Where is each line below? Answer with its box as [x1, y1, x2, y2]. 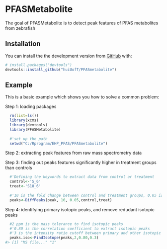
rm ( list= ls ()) [9, 113, 39, 118]
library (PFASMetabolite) [9, 127, 61, 132]
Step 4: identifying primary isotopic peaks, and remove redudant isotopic [5, 206, 155, 212]
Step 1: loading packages [5, 103, 57, 110]
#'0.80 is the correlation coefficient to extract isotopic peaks [9, 226, 150, 231]
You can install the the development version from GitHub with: [5, 53, 132, 59]
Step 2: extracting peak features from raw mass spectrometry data [5, 150, 142, 156]
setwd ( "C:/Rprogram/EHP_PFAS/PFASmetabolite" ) [9, 141, 108, 146]
